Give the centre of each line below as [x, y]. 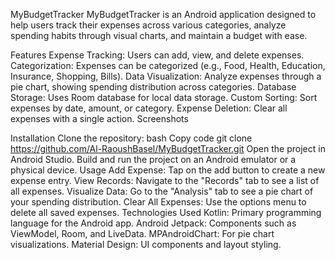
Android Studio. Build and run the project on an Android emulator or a [153, 159]
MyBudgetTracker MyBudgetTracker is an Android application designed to [163, 14]
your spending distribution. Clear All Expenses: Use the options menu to [158, 202]
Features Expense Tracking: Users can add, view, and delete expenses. [157, 55]
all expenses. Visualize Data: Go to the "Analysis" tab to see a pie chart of [162, 191]
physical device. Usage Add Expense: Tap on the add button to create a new [168, 170]
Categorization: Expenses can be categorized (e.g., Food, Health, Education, [168, 65]
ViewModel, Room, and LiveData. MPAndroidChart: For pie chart [142, 233]
